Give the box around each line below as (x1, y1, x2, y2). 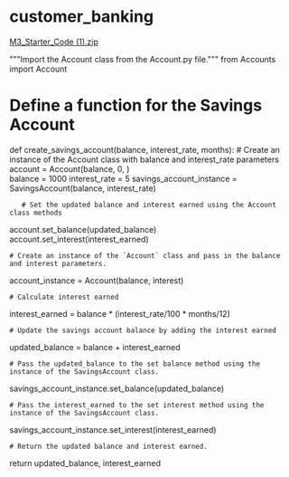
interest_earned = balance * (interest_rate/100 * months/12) (9, 308, 230, 319)
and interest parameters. (9, 259, 107, 268)
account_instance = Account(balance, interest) (9, 274, 184, 286)
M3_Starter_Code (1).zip (9, 36, 99, 47)
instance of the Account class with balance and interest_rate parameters (9, 154, 280, 165)
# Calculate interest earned (9, 292, 119, 301)
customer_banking (9, 6, 154, 27)
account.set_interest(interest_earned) (9, 234, 149, 244)
